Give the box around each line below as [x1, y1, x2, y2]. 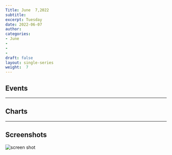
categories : [5, 31, 31, 36]
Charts [5, 107, 28, 116]
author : [5, 27, 22, 32]
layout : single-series [5, 60, 54, 65]
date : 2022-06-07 [5, 22, 42, 27]
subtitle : [5, 12, 27, 17]
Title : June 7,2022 [5, 7, 50, 13]
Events [5, 84, 28, 92]
